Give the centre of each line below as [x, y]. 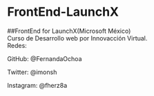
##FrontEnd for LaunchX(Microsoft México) [69, 31]
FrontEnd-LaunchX [63, 12]
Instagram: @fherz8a [37, 85]
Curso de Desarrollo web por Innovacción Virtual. [77, 38]
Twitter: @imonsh [32, 72]
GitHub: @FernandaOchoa [45, 58]
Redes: [17, 45]
